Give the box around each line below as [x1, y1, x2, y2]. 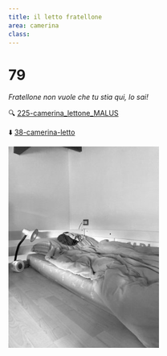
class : [8, 30, 31, 38]
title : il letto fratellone [8, 13, 103, 21]
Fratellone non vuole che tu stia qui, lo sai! [8, 93, 149, 102]
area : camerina [8, 21, 59, 30]
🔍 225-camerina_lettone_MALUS [8, 109, 119, 118]
